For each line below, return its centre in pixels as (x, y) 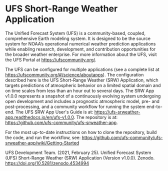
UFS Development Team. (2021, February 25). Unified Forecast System (78, 152)
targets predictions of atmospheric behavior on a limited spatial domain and (83, 85)
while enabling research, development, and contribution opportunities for (80, 49)
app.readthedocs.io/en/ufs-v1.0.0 (39, 117)
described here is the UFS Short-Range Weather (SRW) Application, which (82, 80)
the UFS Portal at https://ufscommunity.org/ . (51, 59)
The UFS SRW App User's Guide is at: (54, 112)
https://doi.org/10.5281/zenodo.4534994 (47, 163)
